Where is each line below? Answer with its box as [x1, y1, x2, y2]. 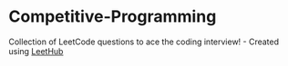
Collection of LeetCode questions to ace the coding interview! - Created [8, 36, 280, 47]
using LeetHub [8, 45, 64, 56]
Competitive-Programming [8, 6, 217, 27]
